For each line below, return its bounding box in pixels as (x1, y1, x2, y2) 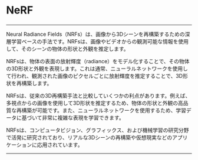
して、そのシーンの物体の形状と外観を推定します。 (6, 45, 129, 53)
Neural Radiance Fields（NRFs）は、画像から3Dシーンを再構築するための (6, 30, 185, 38)
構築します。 (21, 80, 52, 87)
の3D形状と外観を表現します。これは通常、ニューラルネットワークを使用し (6, 65, 189, 72)
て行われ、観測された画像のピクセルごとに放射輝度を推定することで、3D (6, 73, 183, 80)
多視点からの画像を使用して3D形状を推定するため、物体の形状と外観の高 (6, 100, 184, 107)
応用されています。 (37, 141, 83, 148)
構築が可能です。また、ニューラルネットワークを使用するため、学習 (21, 107, 187, 114)
